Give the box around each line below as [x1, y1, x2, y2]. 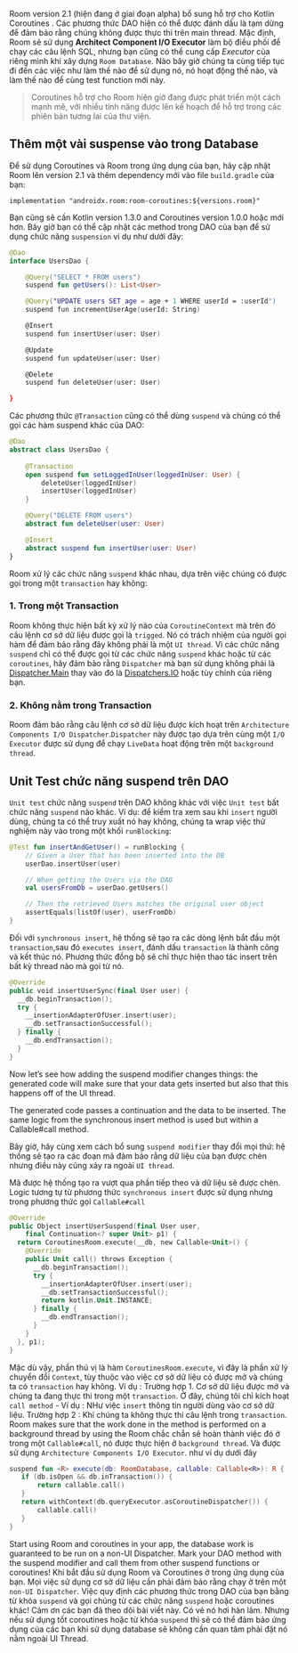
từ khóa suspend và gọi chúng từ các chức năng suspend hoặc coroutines [9, 1595, 275, 1606]
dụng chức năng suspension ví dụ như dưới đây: [9, 231, 184, 241]
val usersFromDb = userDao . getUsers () [25, 883, 169, 892]
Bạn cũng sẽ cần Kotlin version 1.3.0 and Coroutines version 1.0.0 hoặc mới [9, 212, 285, 223]
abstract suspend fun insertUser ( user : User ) [25, 543, 197, 552]
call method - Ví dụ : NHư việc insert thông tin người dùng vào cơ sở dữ [9, 1399, 275, 1411]
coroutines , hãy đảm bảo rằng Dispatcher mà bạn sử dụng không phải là [9, 657, 276, 668]
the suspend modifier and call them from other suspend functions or [9, 1557, 261, 1567]
